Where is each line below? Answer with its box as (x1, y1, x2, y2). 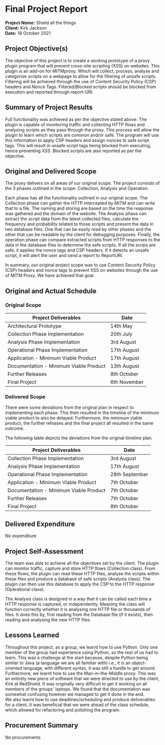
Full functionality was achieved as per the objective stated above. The (5, 116, 147, 122)
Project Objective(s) (5, 44, 68, 53)
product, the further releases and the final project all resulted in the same (5, 420, 154, 426)
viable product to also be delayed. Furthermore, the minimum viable (5, 415, 143, 421)
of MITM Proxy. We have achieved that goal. (5, 272, 95, 279)
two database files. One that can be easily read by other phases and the (5, 227, 151, 232)
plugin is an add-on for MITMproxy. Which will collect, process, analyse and (5, 68, 159, 74)
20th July (110, 331, 133, 338)
